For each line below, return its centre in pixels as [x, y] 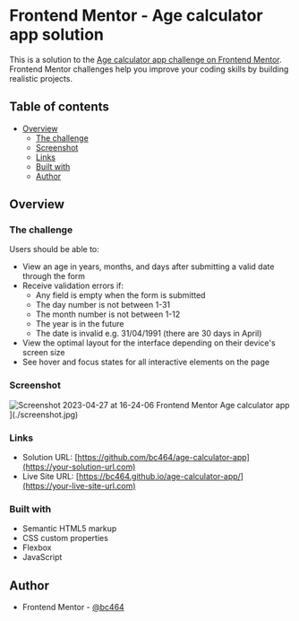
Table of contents [59, 107]
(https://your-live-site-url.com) [79, 486]
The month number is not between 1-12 [108, 314]
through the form [54, 276]
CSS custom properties [65, 538]
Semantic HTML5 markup [69, 529]
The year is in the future [80, 324]
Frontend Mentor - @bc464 [73, 608]
